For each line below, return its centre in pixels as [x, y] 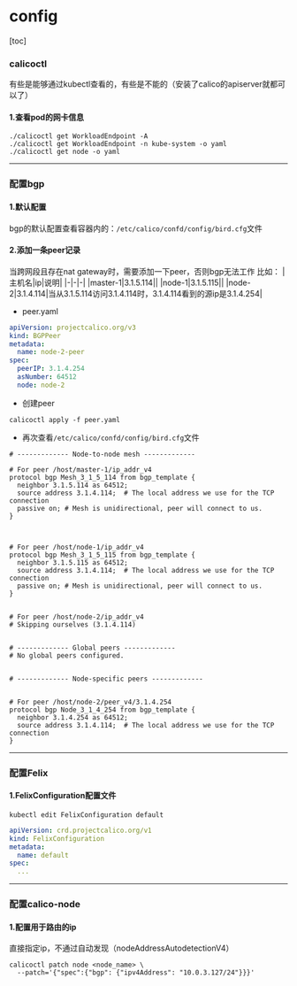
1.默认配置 [28, 206]
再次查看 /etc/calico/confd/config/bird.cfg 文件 [111, 437]
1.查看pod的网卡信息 [46, 117]
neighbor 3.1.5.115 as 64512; [72, 562]
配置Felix [29, 773]
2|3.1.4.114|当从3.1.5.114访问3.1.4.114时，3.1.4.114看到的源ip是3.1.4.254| [136, 293]
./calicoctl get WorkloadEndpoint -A [79, 136]
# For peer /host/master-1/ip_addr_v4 [80, 470]
